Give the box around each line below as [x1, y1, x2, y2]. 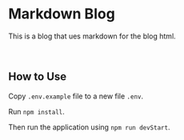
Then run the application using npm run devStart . [8, 122, 170, 132]
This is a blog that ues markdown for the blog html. [8, 31, 176, 41]
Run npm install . [8, 106, 66, 116]
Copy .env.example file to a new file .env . [8, 91, 144, 101]
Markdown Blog [8, 5, 116, 23]
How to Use [8, 70, 67, 84]
